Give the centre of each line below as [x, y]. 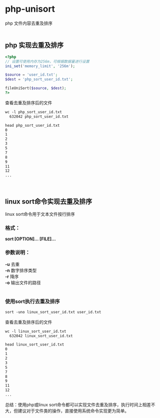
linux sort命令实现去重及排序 [49, 201]
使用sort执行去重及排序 [32, 302]
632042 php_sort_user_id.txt [39, 116]
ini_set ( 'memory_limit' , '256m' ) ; [40, 66]
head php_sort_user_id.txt [32, 125]
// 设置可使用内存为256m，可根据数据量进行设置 [47, 61]
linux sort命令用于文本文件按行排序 [40, 214]
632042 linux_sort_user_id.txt [41, 336]
